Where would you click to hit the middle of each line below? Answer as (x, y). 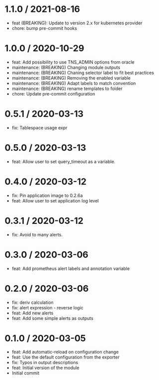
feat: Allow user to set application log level (55, 200)
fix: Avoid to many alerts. (37, 234)
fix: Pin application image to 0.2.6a (47, 195)
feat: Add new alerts (33, 313)
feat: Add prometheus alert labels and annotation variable (71, 268)
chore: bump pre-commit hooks (44, 28)
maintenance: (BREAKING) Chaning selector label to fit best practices (83, 73)
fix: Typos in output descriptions (45, 363)
